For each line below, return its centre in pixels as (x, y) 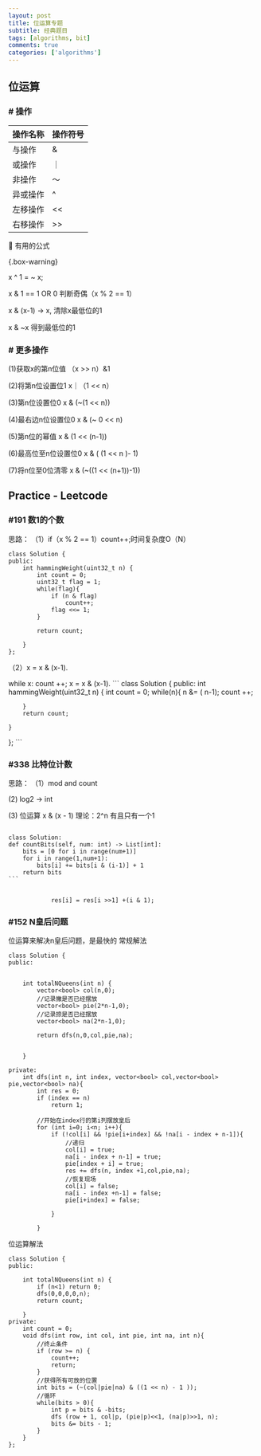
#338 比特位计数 (41, 764)
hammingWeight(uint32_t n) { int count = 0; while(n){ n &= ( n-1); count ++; (131, 692)
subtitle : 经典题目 (38, 30)
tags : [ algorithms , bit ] (49, 38)
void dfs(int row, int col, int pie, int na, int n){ (113, 1336)
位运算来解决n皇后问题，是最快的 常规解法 (78, 940)
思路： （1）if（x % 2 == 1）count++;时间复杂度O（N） (99, 539)
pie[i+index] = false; (103, 1200)
